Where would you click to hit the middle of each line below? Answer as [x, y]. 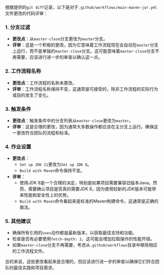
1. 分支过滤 [18, 27]
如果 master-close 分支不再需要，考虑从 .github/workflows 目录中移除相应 [85, 245]
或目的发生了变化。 [32, 95]
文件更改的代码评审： [26, 13]
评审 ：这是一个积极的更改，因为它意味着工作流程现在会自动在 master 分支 [85, 45]
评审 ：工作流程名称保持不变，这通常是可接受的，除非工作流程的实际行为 [85, 89]
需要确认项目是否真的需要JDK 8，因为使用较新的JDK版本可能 [90, 189]
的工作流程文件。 [29, 251]
